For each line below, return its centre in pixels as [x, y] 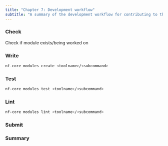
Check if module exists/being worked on [47, 42]
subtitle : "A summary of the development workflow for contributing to [81, 14]
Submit [14, 125]
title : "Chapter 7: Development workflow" [50, 10]
